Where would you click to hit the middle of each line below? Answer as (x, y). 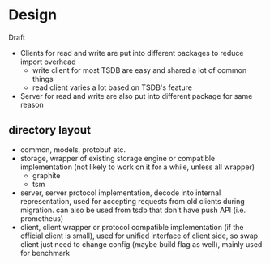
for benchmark (45, 253)
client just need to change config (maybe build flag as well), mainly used (141, 244)
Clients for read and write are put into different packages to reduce (132, 53)
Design (33, 15)
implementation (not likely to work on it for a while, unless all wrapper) (137, 167)
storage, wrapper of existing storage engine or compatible (118, 158)
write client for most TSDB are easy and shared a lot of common (139, 70)
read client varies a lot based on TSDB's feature (112, 87)
